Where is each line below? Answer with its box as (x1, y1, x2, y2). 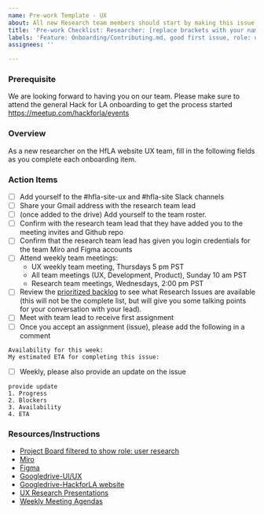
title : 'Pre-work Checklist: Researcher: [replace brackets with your (8, 26, 244, 34)
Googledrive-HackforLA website (19, 479, 125, 489)
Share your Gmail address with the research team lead (19, 201, 196, 210)
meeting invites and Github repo (19, 228, 124, 237)
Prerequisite (8, 74, 57, 85)
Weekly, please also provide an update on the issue (19, 367, 186, 376)
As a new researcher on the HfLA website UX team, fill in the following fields (8, 146, 255, 155)
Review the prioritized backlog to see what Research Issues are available (19, 287, 255, 296)
